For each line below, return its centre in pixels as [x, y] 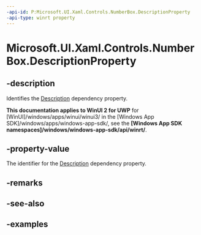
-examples [27, 224]
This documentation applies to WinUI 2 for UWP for [73, 110]
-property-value [38, 148]
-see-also [25, 203]
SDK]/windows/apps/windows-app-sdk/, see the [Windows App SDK [94, 123]
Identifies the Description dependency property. [67, 98]
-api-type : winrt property [41, 18]
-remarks [25, 183]
